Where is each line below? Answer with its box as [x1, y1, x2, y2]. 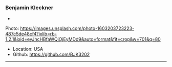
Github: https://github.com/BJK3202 [12, 51, 90, 57]
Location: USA [12, 46, 44, 52]
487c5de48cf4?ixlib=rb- [5, 31, 57, 37]
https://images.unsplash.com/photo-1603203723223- [20, 25, 135, 31]
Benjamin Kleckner [5, 4, 54, 11]
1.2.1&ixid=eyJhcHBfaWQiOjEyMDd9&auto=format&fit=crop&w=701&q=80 [5, 36, 161, 42]
